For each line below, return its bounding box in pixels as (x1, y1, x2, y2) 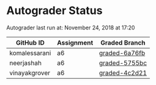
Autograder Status (6, 4, 103, 18)
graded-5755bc (98, 59, 147, 67)
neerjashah (9, 59, 42, 67)
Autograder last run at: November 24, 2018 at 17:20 (6, 24, 135, 31)
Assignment (57, 38, 94, 46)
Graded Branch (100, 38, 146, 46)
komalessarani (9, 48, 51, 57)
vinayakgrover (9, 68, 51, 77)
